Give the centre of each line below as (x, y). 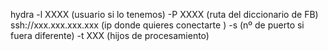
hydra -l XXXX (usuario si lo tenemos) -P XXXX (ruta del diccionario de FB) (164, 14)
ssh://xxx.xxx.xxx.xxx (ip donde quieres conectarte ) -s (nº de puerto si (157, 25)
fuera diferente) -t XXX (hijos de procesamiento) (110, 35)
